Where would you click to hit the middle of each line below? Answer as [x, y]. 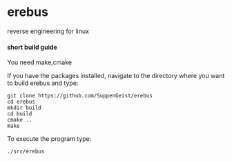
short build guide [32, 47]
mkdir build [24, 108]
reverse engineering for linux [48, 31]
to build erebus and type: [43, 83]
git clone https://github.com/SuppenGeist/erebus [80, 96]
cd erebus [21, 102]
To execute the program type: [49, 139]
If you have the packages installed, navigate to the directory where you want [116, 76]
